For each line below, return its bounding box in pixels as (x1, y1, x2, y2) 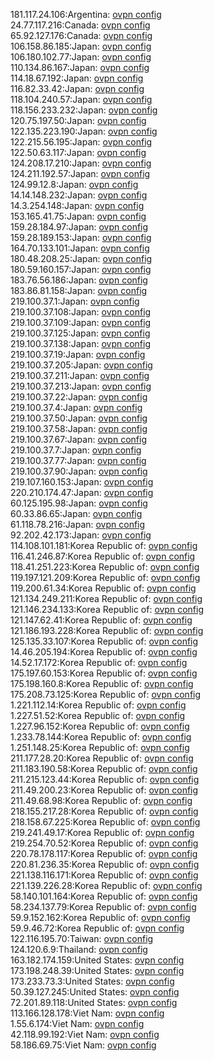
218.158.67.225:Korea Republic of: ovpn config (10, 816, 201, 828)
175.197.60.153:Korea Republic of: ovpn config (10, 667, 198, 679)
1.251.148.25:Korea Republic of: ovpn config (10, 742, 190, 753)
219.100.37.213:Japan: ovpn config (10, 380, 152, 392)
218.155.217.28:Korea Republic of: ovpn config (10, 805, 199, 817)
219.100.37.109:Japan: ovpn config (10, 317, 152, 328)
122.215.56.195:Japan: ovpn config (10, 136, 153, 148)
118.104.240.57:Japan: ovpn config (10, 94, 153, 105)
